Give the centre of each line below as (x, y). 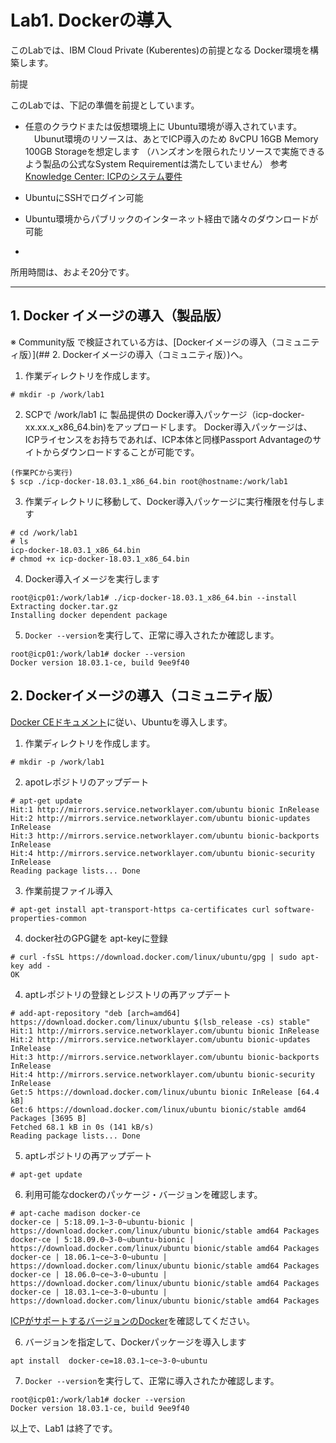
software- (294, 909)
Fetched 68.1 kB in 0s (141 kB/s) (82, 1127)
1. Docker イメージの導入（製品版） (120, 316)
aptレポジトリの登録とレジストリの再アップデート (128, 994)
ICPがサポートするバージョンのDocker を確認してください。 (133, 1320)
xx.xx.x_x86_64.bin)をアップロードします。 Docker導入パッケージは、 (168, 427)
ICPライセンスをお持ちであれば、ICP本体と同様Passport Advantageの (168, 439)
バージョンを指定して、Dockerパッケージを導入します (135, 1342)
